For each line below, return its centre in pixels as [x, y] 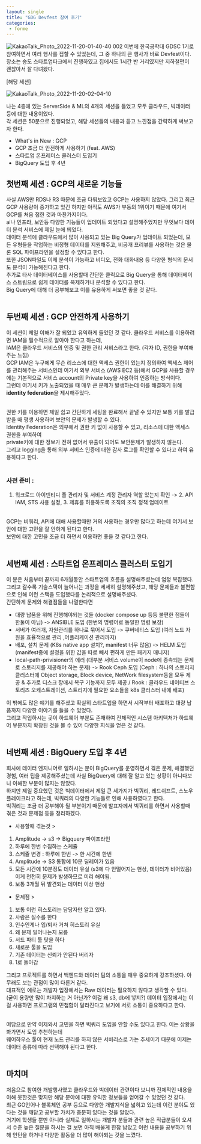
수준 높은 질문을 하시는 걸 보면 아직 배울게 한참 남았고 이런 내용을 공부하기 [99, 1127]
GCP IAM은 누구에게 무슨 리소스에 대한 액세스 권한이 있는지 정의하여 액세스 [94, 362]
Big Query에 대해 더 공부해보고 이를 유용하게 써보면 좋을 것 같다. [82, 290]
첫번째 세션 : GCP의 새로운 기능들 [64, 184]
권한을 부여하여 [24, 434]
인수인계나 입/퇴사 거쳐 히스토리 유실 [58, 924]
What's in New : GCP [41, 141]
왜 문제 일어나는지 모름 [41, 932]
